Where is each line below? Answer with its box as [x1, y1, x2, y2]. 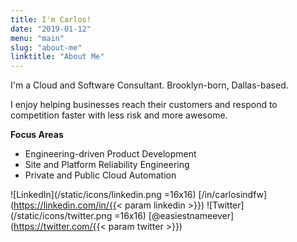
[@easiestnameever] [148, 210, 235, 222]
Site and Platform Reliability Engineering [24, 159, 190, 171]
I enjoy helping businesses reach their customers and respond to [10, 99, 278, 111]
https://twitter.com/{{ [13, 221, 101, 233]
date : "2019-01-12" [10, 24, 92, 34]
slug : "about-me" [10, 42, 83, 53]
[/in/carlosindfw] [198, 189, 268, 201]
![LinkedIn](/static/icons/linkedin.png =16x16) [10, 189, 197, 201]
